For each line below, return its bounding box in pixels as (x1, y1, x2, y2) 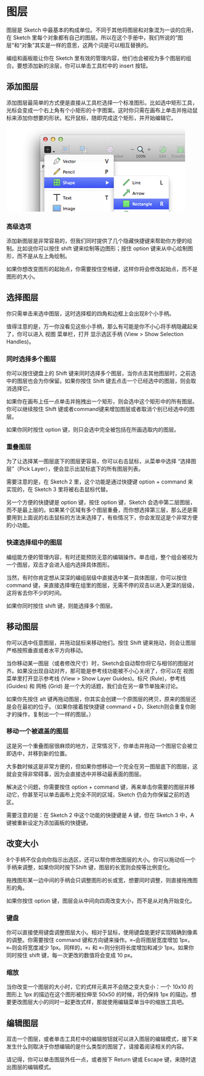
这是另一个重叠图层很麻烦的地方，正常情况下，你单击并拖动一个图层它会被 (6, 742, 192, 749)
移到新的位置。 (32, 750, 70, 757)
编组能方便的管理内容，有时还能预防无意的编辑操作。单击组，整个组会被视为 (6, 553, 198, 560)
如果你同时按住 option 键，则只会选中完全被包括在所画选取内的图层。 (6, 426, 180, 434)
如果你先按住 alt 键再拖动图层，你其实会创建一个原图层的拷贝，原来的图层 (6, 695, 191, 703)
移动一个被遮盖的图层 (6, 727, 69, 736)
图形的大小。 (6, 273, 38, 280)
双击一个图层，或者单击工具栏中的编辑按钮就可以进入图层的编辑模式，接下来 (6, 1035, 198, 1043)
